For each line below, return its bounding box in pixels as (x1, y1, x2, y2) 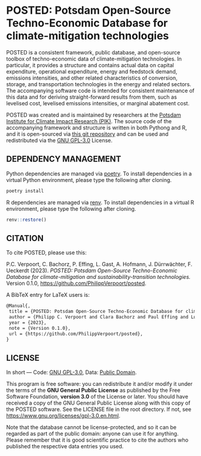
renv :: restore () (6, 217, 47, 223)
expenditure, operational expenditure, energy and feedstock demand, (6, 68, 178, 75)
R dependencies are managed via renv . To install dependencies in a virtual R (6, 199, 194, 206)
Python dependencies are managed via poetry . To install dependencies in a (6, 170, 192, 177)
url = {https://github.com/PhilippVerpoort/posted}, (8, 330, 144, 337)
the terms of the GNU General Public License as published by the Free (6, 387, 181, 394)
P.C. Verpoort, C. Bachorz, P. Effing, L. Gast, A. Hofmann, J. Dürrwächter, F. (6, 261, 193, 268)
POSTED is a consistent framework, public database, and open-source (6, 48, 181, 56)
